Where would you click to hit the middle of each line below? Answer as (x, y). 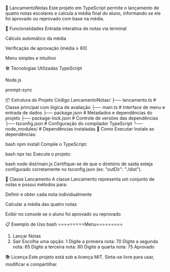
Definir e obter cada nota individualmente (49, 194)
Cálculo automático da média (36, 38)
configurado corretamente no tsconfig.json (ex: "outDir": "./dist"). (74, 169)
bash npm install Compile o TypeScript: (46, 144)
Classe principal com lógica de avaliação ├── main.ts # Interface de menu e (85, 107)
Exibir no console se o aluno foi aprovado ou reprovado (63, 214)
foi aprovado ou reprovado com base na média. (55, 19)
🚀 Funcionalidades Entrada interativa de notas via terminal (66, 28)
